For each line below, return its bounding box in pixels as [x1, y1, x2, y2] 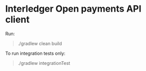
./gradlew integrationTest [17, 60, 70, 66]
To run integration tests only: [5, 50, 66, 56]
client [5, 14, 30, 25]
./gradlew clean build [17, 40, 62, 46]
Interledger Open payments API [5, 3, 141, 15]
